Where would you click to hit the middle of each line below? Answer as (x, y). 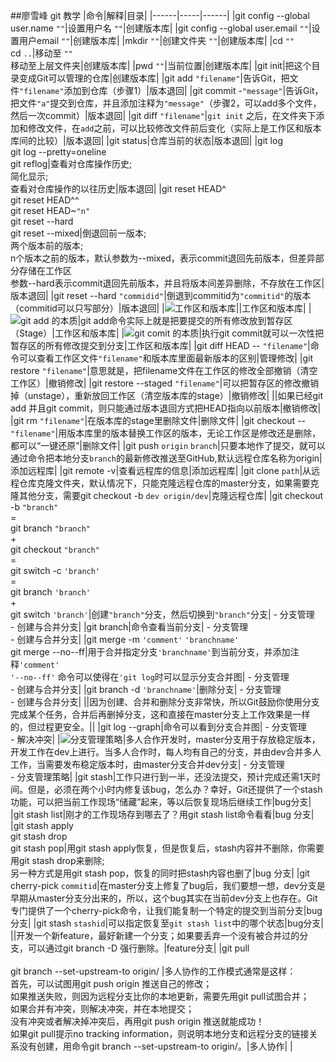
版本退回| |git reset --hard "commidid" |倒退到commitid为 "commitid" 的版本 (161, 295)
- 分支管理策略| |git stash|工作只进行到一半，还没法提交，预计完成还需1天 (161, 777)
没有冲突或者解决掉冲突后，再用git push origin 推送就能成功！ (137, 1021)
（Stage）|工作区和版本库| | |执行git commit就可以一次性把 (167, 333)
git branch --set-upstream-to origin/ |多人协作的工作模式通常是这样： (153, 971)
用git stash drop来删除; (57, 860)
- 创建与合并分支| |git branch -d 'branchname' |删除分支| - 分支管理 (146, 689)
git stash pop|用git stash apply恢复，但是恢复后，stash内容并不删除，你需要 (167, 848)
